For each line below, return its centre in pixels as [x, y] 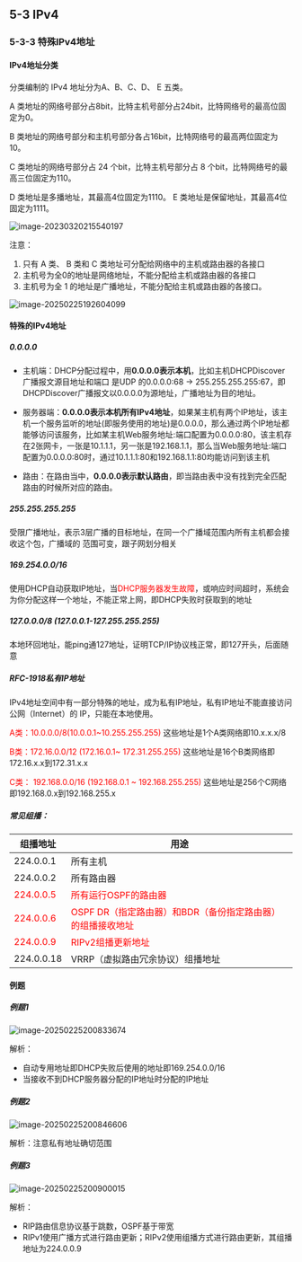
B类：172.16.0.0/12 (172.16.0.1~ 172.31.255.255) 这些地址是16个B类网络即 [142, 751]
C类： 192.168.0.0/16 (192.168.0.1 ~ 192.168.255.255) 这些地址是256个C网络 [148, 781]
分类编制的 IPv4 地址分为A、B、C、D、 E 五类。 [98, 87]
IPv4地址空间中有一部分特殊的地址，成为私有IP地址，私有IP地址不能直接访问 [151, 702]
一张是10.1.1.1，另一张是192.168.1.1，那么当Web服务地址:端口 [177, 446]
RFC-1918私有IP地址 [47, 678]
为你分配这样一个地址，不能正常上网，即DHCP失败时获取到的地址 [131, 600]
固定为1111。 [31, 208]
